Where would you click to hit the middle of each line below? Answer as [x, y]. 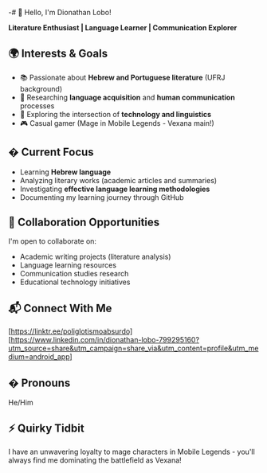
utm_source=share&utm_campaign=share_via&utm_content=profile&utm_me [133, 348]
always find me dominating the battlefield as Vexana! [95, 460]
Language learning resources [68, 265]
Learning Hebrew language [65, 172]
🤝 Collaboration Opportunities [84, 223]
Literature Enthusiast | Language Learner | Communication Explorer [123, 27]
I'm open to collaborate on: [53, 241]
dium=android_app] [41, 357]
